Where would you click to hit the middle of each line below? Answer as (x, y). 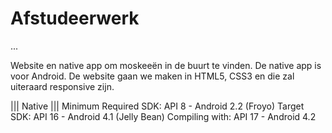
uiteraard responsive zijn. (62, 86)
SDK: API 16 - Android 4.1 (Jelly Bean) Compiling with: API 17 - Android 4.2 (163, 116)
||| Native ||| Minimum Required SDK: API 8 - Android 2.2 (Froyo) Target (157, 106)
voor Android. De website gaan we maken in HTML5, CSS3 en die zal (152, 76)
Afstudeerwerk (75, 18)
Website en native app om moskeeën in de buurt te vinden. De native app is (166, 65)
